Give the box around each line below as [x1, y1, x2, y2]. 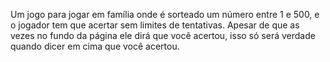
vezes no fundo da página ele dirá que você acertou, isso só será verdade [10, 30, 316, 41]
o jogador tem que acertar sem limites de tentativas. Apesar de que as [10, 19, 300, 31]
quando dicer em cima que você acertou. [10, 40, 180, 52]
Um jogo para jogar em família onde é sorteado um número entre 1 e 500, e [10, 9, 320, 20]
